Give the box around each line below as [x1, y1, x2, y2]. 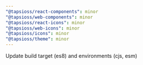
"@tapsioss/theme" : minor [5, 36, 69, 42]
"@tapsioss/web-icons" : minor [5, 25, 80, 31]
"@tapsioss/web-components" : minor [5, 14, 93, 20]
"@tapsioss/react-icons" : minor [5, 19, 85, 25]
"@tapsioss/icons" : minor [5, 31, 69, 37]
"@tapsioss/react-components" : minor [5, 8, 99, 15]
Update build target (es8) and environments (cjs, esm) [5, 53, 138, 59]
